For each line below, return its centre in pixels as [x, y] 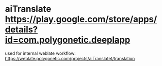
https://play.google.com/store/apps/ [81, 19]
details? [21, 30]
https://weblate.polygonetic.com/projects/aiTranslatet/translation [70, 58]
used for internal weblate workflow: [40, 53]
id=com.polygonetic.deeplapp [68, 40]
